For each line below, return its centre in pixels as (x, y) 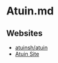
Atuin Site (27, 54)
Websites (24, 33)
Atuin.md (30, 11)
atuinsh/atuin (31, 47)
